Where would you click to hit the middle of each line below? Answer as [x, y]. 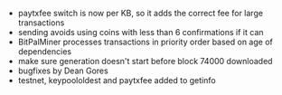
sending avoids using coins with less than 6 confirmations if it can [141, 32]
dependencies [45, 52]
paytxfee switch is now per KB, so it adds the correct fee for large [141, 13]
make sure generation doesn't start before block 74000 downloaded [145, 61]
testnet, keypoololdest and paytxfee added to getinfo [117, 80]
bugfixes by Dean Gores [63, 71]
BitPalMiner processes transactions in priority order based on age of [145, 42]
